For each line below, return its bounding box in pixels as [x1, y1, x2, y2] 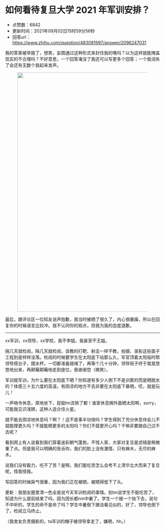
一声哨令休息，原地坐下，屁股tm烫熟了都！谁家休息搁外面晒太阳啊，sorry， [5, 400, 159, 406]
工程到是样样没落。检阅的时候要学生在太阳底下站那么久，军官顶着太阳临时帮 [5, 354, 160, 360]
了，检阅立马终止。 [5, 508, 44, 514]
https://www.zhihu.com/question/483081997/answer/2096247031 [12, 39, 146, 45]
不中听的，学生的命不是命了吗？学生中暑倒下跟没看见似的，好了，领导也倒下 [5, 501, 160, 507]
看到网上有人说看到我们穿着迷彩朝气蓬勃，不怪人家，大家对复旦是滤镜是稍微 [5, 439, 160, 445]
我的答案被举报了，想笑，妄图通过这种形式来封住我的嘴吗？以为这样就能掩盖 [5, 50, 160, 56]
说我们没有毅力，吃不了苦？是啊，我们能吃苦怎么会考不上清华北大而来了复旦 [5, 462, 160, 468]
